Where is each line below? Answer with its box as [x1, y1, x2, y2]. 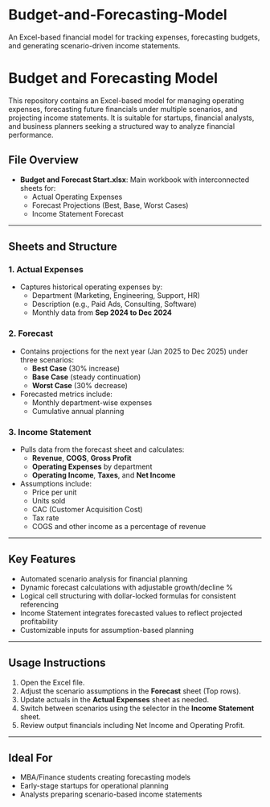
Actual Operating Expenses [31, 192, 123, 201]
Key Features [8, 552, 76, 566]
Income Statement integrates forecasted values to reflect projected [19, 608, 243, 618]
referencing [19, 599, 59, 609]
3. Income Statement [8, 426, 92, 437]
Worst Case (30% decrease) [31, 380, 129, 390]
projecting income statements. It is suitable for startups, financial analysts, [8, 113, 255, 122]
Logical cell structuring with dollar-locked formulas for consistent [19, 590, 236, 601]
